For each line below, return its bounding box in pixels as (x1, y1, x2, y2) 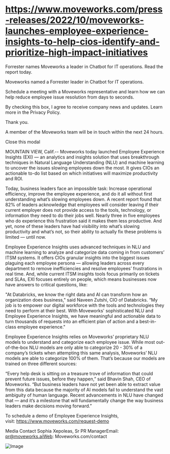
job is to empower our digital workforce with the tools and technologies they (5, 302, 164, 308)
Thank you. (5, 119, 29, 125)
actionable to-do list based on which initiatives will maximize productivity (5, 170, 158, 176)
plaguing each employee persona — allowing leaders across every (5, 260, 145, 266)
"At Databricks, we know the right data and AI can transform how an (5, 291, 148, 298)
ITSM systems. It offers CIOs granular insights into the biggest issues (5, 254, 150, 261)
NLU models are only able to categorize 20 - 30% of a (29, 344, 143, 350)
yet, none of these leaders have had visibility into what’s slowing (5, 223, 140, 229)
